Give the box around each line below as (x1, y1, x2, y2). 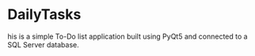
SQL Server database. (7, 39, 80, 49)
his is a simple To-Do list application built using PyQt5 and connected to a (7, 32, 248, 41)
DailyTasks (7, 6, 82, 24)
